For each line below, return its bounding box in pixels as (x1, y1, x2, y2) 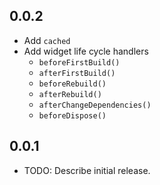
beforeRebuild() (38, 79, 107, 89)
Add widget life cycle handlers (23, 45, 149, 57)
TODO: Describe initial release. (23, 164, 151, 176)
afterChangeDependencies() (38, 100, 152, 110)
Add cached (23, 34, 71, 46)
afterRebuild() (38, 89, 102, 99)
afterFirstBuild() (38, 68, 116, 78)
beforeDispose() (38, 110, 107, 121)
